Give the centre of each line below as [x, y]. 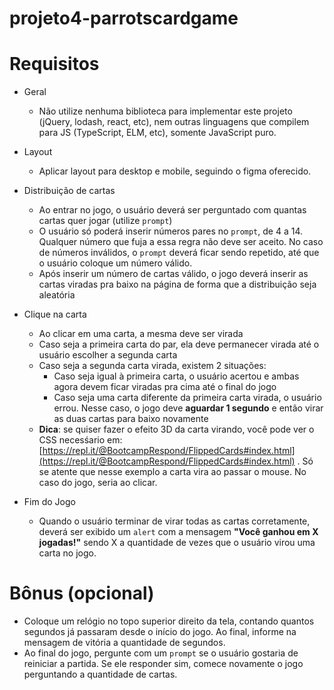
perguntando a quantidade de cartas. [100, 674]
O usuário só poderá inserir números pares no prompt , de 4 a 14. [171, 231]
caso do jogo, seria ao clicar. [98, 483]
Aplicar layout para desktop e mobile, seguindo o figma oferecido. [175, 171]
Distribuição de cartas [69, 191]
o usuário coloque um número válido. [115, 263]
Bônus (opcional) [82, 593]
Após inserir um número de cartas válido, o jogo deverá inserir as [173, 274]
